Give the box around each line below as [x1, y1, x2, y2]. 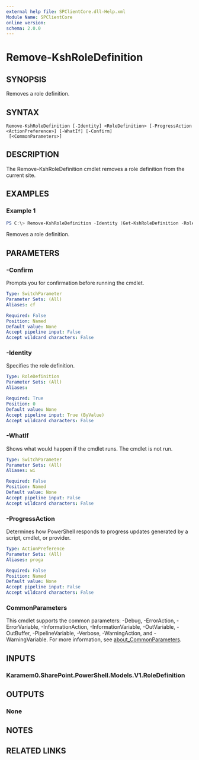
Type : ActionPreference [6, 546, 65, 552]
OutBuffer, [6, 630, 31, 637]
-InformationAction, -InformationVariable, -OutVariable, [41, 623, 176, 631]
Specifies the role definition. [6, 362, 75, 369]
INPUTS [6, 653, 36, 663]
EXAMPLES [6, 189, 49, 199]
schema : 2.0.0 [6, 25, 41, 31]
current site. [6, 172, 36, 179]
